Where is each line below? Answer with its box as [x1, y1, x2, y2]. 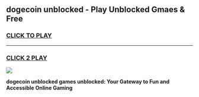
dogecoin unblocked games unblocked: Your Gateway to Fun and [6, 78, 170, 85]
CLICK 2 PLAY [6, 53, 47, 62]
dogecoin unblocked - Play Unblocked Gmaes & [6, 5, 185, 15]
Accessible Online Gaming [6, 84, 73, 91]
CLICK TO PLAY [6, 32, 52, 40]
